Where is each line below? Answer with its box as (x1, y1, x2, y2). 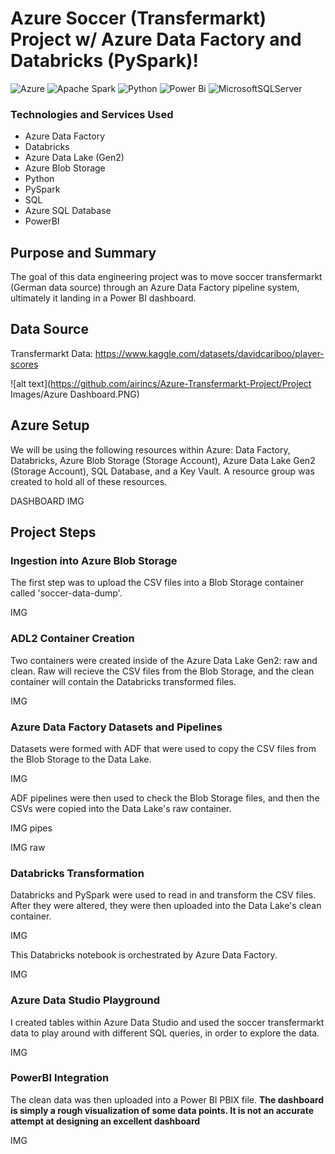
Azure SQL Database (24, 205, 112, 217)
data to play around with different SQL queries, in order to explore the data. (10, 1027, 320, 1039)
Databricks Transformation (10, 866, 145, 880)
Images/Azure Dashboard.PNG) (10, 388, 140, 400)
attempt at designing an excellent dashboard (10, 1115, 201, 1127)
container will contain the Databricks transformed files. (10, 675, 237, 687)
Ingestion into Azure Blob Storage (10, 553, 178, 567)
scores (10, 358, 39, 370)
